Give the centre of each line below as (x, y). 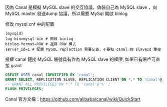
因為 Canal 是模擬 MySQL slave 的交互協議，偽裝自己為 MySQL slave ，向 (81, 7)
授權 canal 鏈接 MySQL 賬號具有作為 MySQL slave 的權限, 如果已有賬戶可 (80, 59)
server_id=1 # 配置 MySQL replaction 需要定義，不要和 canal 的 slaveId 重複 (83, 49)
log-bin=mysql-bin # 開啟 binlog (39, 39)
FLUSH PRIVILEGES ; (24, 89)
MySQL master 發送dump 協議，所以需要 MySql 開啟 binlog (66, 13)
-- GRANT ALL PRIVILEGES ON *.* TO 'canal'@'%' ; (58, 84)
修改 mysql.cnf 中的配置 (30, 24)
